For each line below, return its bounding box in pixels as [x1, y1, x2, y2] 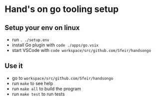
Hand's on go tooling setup [4, 3, 119, 15]
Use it [4, 61, 23, 70]
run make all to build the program [11, 85, 81, 91]
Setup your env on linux [4, 23, 80, 32]
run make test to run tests [11, 91, 65, 97]
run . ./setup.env [11, 36, 49, 42]
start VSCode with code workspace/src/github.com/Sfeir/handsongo [11, 47, 152, 53]
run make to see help [11, 80, 53, 86]
